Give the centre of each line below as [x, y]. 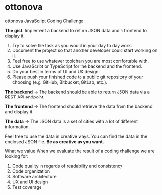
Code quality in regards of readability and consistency [67, 166]
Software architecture [34, 176]
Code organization [31, 171]
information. [18, 126]
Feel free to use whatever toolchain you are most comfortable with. [81, 61]
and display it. [19, 112]
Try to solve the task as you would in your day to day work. [72, 45]
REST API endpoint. [25, 97]
